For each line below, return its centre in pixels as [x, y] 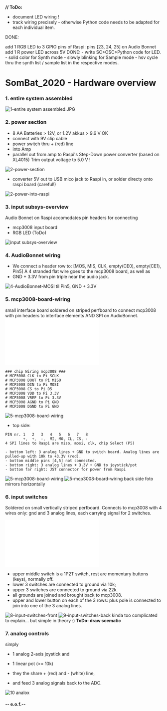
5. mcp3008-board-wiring [38, 299]
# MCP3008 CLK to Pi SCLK [32, 376]
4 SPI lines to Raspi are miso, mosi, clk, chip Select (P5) [70, 443]
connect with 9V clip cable [40, 138]
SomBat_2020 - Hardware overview [81, 83]
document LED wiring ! [36, 17]
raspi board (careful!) [34, 184]
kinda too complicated [135, 615]
